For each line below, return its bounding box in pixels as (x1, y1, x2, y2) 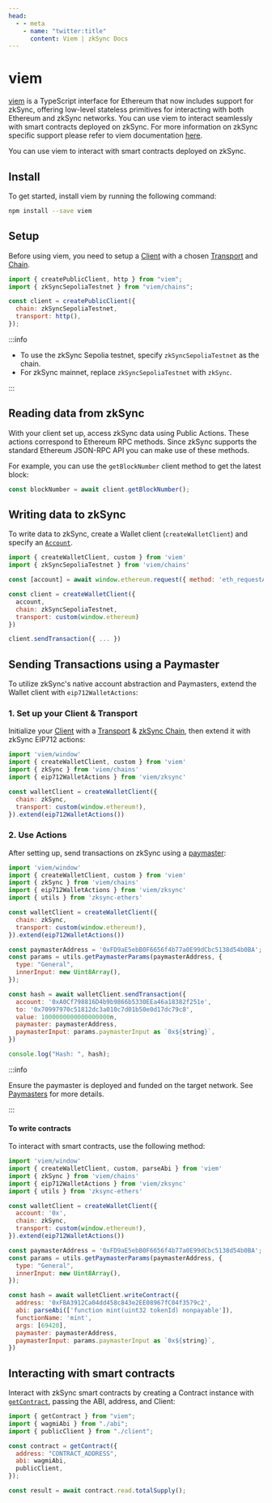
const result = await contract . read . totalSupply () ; (8, 1487, 186, 1495)
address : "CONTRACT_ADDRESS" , (15, 1450, 117, 1458)
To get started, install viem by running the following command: (8, 191, 217, 201)
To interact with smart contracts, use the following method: (8, 1142, 206, 1151)
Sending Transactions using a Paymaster (8, 657, 220, 671)
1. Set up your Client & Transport (8, 708, 138, 719)
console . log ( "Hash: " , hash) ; (8, 1050, 111, 1058)
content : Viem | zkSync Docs (29, 34, 129, 43)
